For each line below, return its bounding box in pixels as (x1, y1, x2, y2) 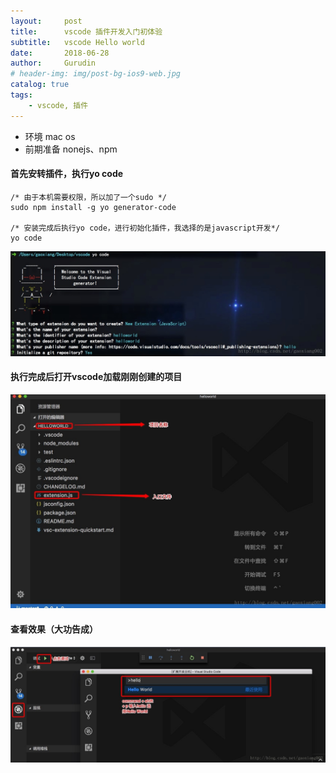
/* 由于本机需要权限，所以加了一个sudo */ (10, 192, 167, 202)
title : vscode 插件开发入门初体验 (10, 26, 163, 37)
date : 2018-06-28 (10, 48, 110, 58)
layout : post (10, 16, 83, 26)
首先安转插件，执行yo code (10, 168, 124, 180)
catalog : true (10, 80, 70, 90)
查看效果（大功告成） (10, 623, 98, 635)
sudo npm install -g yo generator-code (10, 202, 177, 212)
